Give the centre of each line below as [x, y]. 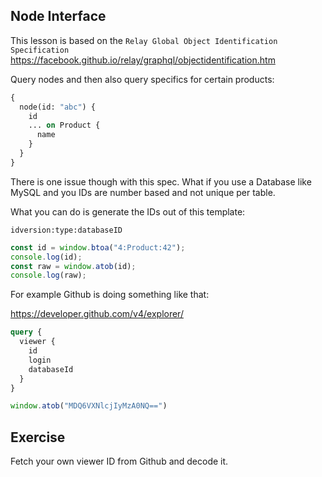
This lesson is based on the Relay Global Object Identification [144, 40]
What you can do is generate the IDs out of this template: [128, 211]
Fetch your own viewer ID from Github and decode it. [119, 461]
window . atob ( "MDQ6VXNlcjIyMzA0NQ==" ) [89, 406]
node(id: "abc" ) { [58, 107]
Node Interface [58, 16]
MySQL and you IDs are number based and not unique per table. [143, 192]
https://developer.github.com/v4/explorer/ [97, 314]
